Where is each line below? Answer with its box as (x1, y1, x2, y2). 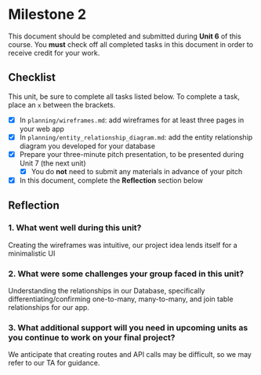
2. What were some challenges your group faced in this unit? (8, 268, 245, 279)
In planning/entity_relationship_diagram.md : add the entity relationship (19, 132, 253, 142)
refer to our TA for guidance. (8, 359, 100, 368)
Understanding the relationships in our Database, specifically (8, 286, 205, 296)
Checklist (8, 71, 56, 84)
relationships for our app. (8, 303, 90, 312)
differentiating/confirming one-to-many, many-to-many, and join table (8, 294, 234, 304)
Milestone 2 (8, 5, 87, 24)
